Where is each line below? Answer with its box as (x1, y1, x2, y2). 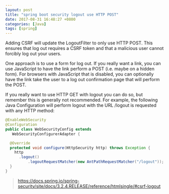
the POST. (5, 82, 27, 88)
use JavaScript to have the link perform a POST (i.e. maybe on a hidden (5, 66, 155, 72)
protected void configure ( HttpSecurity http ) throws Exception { (10, 145, 151, 150)
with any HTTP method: (5, 108, 55, 114)
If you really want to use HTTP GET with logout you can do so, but (5, 92, 143, 98)
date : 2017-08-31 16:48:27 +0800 (5, 17, 76, 22)
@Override (10, 141, 30, 146)
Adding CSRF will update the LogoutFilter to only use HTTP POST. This (5, 40, 153, 46)
